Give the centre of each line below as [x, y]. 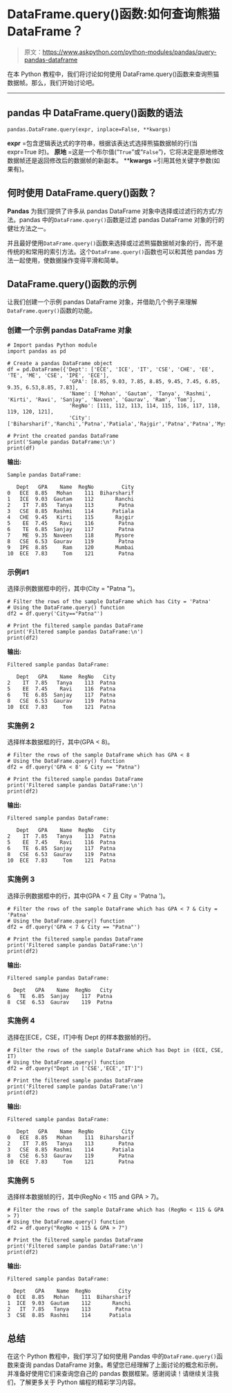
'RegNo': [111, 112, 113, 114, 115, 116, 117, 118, [145, 405]
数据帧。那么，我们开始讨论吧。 [52, 82]
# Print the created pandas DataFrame [63, 436]
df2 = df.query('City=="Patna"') [55, 614]
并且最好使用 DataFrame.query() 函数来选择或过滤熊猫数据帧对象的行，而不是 [115, 243]
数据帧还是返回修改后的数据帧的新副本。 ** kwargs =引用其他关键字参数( [110, 160]
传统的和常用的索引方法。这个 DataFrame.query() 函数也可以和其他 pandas [112, 251]
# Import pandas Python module [52, 345]
